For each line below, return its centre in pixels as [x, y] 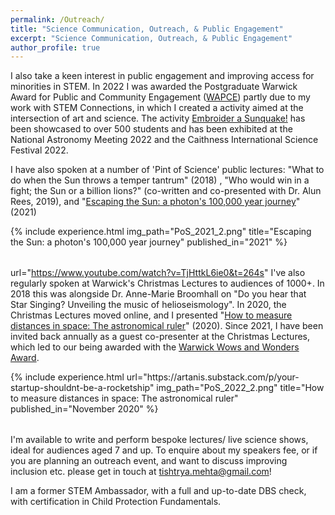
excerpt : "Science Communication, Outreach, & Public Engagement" [151, 38]
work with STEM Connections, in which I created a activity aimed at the [157, 108]
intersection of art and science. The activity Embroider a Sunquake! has [158, 118]
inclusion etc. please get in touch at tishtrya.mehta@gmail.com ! [141, 472]
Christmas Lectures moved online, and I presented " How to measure [151, 315]
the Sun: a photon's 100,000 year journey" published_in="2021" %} [149, 242]
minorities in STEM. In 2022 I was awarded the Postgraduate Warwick [154, 87]
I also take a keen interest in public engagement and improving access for [162, 76]
